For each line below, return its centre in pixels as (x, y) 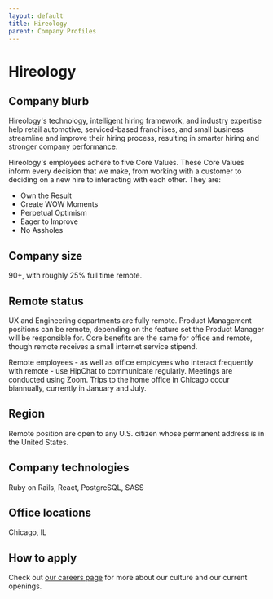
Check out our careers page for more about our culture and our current (128, 578)
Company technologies (69, 468)
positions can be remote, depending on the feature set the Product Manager (136, 329)
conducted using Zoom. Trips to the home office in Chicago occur (119, 380)
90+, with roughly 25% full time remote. (75, 275)
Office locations (50, 513)
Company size (46, 256)
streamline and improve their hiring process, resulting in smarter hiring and (134, 138)
